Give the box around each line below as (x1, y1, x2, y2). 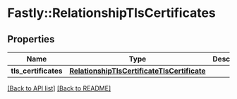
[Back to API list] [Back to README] (7, 84, 111, 93)
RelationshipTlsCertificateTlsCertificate (69, 66, 206, 76)
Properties (7, 33, 55, 45)
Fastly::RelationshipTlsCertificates (7, 5, 217, 21)
